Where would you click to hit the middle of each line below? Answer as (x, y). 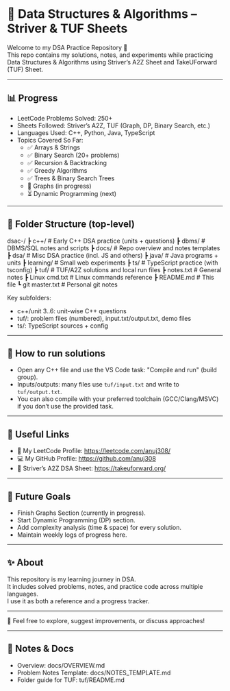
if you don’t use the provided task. (65, 407)
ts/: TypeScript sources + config (62, 326)
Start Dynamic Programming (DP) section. (76, 520)
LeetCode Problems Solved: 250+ (65, 118)
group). (27, 377)
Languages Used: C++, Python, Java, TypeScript (86, 132)
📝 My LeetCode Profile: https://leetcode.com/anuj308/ (94, 451)
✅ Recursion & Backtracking (67, 162)
